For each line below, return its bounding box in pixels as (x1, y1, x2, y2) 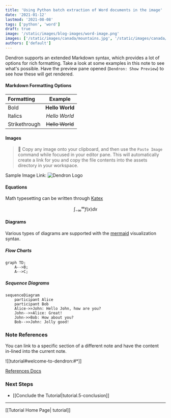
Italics (8, 112, 22, 119)
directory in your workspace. (17, 163, 79, 169)
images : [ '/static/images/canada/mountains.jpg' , (5, 36, 113, 41)
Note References (5, 331, 48, 338)
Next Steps (5, 381, 34, 388)
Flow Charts (5, 247, 32, 253)
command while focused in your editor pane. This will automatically (17, 151, 159, 158)
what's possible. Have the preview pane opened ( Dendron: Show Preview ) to (5, 65, 164, 71)
